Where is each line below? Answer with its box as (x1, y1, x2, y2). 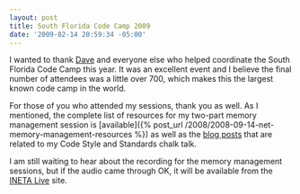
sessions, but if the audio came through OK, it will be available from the (9, 165, 273, 176)
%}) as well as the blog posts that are (134, 129, 273, 140)
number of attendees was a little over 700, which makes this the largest (9, 74, 274, 84)
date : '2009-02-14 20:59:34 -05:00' (9, 30, 146, 39)
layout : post (9, 13, 58, 22)
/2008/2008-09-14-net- (184, 119, 275, 130)
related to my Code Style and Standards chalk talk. (9, 138, 198, 149)
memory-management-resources (9, 129, 133, 140)
